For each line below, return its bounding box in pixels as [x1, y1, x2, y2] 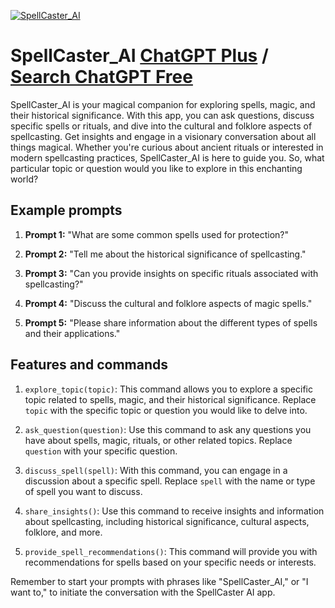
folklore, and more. [24, 526, 103, 538]
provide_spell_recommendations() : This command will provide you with [24, 545, 318, 557]
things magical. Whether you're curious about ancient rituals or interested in [10, 141, 324, 153]
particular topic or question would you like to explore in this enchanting [10, 162, 303, 174]
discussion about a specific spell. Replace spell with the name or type [24, 475, 316, 487]
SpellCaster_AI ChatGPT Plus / [10, 45, 269, 67]
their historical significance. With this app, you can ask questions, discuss [10, 109, 315, 121]
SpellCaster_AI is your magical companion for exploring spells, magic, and [10, 98, 316, 110]
